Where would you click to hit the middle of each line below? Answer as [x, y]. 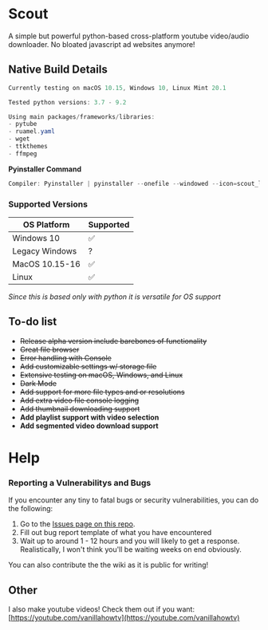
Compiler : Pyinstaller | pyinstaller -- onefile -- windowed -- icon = [123, 183]
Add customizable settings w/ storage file [88, 366]
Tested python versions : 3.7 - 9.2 [67, 102]
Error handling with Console [65, 358]
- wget [19, 139]
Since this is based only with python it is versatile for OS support [114, 297]
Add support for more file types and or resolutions [102, 392]
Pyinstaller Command [45, 169]
